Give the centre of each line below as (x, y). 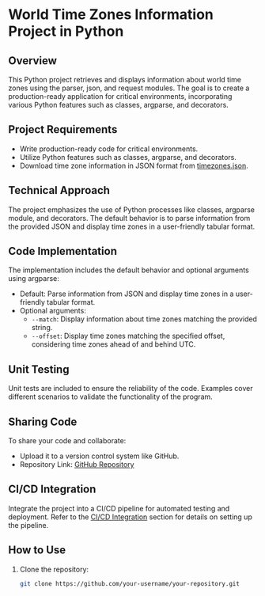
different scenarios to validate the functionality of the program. (111, 397)
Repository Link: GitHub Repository (77, 465)
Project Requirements (63, 129)
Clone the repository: (54, 569)
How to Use (37, 550)
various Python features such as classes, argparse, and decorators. (119, 105)
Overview (33, 61)
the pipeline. (28, 525)
